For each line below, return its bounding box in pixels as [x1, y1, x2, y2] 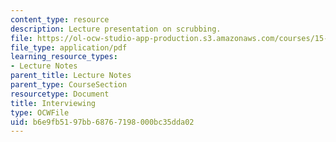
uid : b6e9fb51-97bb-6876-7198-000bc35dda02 [10, 117, 195, 127]
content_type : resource [10, 14, 110, 25]
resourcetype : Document [10, 89, 110, 99]
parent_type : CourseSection [10, 80, 128, 90]
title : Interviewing [10, 98, 97, 108]
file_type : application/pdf [10, 42, 128, 53]
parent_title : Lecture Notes [10, 71, 132, 81]
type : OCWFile [10, 107, 70, 118]
